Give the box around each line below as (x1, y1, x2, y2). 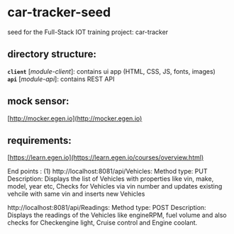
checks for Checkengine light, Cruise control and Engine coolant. (7, 218, 198, 227)
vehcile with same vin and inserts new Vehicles (7, 189, 145, 199)
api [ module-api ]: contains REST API (7, 74, 115, 83)
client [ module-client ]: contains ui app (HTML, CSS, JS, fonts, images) (7, 67, 216, 75)
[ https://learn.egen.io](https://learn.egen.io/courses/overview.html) (7, 153, 204, 162)
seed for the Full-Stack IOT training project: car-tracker (7, 28, 169, 36)
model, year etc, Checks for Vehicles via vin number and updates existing (7, 182, 223, 191)
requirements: (7, 134, 72, 146)
